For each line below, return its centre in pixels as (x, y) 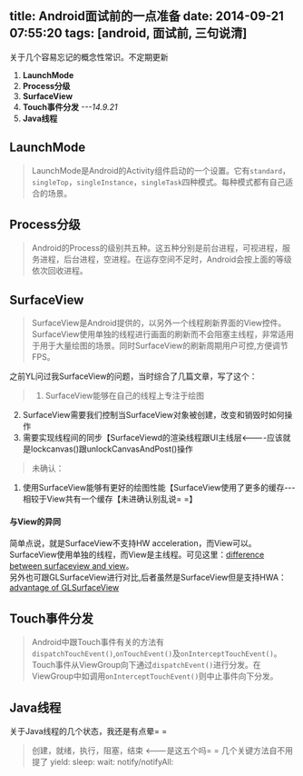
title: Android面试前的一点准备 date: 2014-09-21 (147, 16)
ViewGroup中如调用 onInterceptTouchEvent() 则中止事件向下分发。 (155, 676)
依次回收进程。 (59, 271)
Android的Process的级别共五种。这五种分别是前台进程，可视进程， (157, 248)
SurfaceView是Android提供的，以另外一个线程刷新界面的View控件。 (159, 323)
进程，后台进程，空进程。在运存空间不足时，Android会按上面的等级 (166, 259)
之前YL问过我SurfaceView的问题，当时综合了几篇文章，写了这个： (133, 376)
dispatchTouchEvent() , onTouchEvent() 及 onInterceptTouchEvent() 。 (156, 653)
